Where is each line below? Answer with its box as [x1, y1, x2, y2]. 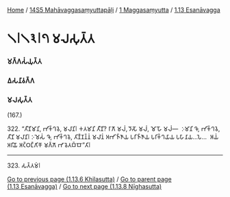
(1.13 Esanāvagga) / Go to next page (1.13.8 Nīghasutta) [7, 183, 162, 191]
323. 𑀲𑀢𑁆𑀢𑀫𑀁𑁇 [7, 161, 41, 170]
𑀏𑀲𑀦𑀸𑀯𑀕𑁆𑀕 [7, 76, 35, 86]
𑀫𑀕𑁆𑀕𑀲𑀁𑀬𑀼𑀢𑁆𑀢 [7, 57, 42, 66]
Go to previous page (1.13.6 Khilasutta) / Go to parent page [7, 175, 172, 183]
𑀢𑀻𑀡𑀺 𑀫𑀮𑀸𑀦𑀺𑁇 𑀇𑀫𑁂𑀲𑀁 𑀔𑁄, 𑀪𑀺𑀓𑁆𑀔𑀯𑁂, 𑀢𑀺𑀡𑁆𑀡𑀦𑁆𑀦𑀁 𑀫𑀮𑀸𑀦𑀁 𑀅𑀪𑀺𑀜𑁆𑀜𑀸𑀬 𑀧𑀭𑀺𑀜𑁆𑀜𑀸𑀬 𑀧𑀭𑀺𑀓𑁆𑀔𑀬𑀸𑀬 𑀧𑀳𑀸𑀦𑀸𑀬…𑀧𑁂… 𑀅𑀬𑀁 [7, 133, 219, 141]
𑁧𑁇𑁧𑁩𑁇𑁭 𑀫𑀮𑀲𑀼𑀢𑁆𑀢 [7, 31, 95, 47]
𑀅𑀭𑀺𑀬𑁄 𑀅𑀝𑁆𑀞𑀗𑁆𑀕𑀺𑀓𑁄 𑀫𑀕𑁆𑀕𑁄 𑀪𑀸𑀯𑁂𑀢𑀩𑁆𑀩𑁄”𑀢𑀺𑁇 [7, 141, 91, 149]
